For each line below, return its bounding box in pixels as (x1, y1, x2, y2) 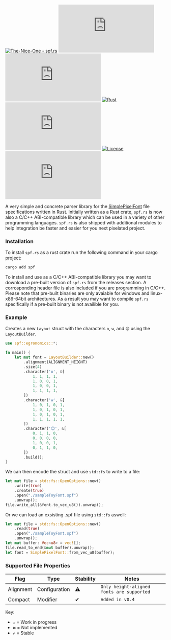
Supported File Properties (5, 562, 70, 569)
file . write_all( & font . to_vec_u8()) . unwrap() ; (5, 502, 103, 508)
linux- (150, 290, 163, 296)
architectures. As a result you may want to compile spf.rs (27, 296, 149, 302)
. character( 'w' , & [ (23, 398, 65, 403)
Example (5, 314, 27, 321)
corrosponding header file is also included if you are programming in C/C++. (5, 285, 166, 291)
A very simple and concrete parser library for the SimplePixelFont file (5, 203, 150, 209)
